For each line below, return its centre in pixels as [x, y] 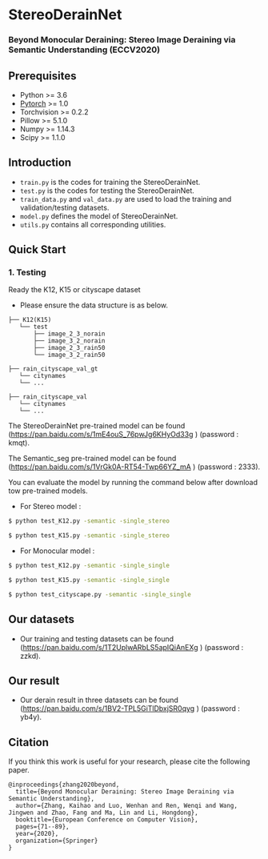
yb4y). [31, 717]
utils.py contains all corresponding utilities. [93, 224]
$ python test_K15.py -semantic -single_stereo [89, 536]
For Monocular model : [57, 551]
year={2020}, [37, 834]
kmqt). [19, 443]
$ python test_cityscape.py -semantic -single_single [100, 594]
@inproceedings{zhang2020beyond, [64, 785]
